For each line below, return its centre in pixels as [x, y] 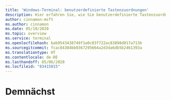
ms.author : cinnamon [27, 24]
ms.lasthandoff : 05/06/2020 [35, 62]
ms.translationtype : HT [31, 52]
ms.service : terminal [28, 39]
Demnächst [30, 92]
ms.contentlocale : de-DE [32, 57]
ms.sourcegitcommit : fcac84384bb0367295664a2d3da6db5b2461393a [74, 48]
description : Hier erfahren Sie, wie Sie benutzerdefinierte [72, 15]
